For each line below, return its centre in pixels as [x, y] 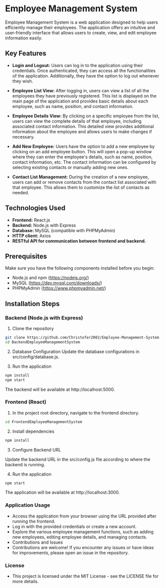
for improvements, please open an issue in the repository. [70, 553]
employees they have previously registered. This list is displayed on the [84, 96]
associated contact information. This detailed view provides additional [83, 126]
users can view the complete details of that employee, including [77, 121]
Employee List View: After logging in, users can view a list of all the [81, 90]
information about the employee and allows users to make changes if [82, 132]
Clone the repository [33, 329]
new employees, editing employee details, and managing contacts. [80, 537]
